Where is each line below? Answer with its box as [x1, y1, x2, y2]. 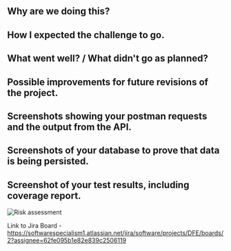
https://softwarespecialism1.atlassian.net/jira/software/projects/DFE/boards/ [7, 229, 224, 237]
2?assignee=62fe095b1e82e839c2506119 [7, 236, 126, 245]
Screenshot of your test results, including [7, 179, 190, 191]
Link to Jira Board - [7, 221, 62, 230]
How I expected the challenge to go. [7, 29, 165, 41]
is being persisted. [7, 156, 89, 167]
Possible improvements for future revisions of [7, 76, 209, 88]
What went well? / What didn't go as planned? [7, 53, 208, 64]
